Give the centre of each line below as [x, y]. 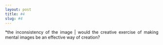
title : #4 [15, 14]
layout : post [18, 9]
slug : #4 [14, 18]
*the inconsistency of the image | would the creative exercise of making [82, 32]
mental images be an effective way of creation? [53, 37]
